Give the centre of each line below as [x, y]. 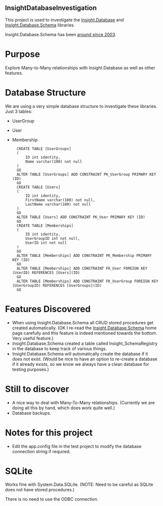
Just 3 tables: [19, 111]
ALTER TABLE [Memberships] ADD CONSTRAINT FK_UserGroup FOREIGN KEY [88, 281]
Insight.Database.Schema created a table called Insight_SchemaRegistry [85, 343]
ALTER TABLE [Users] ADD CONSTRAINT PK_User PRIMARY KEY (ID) [81, 217]
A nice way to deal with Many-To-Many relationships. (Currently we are [83, 402]
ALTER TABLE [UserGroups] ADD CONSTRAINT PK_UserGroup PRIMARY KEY [87, 174]
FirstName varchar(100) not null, [60, 200]
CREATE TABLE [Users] [39, 187]
